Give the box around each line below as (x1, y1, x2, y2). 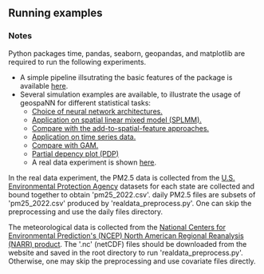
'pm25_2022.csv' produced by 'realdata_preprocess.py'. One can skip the (8, 198, 252, 208)
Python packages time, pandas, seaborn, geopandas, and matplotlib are (8, 48, 246, 58)
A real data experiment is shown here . (31, 157, 157, 167)
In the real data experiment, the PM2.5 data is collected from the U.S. (8, 173, 235, 182)
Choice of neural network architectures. (31, 106, 164, 116)
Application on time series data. (31, 132, 136, 141)
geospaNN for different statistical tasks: (19, 97, 152, 107)
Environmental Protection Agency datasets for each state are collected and (8, 181, 255, 191)
